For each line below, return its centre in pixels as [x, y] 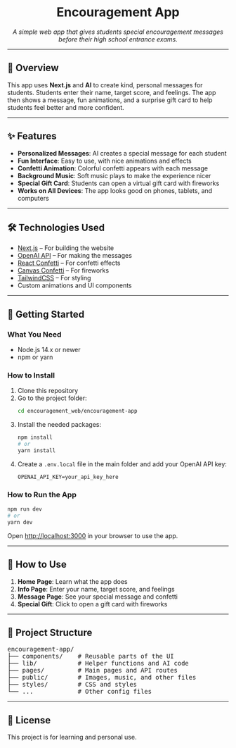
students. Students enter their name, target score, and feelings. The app [112, 92]
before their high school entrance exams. [118, 39]
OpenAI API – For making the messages [74, 256]
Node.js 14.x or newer [49, 350]
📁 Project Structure [50, 632]
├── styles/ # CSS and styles [72, 685]
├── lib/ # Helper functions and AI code [98, 663]
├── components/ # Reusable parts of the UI [91, 656]
